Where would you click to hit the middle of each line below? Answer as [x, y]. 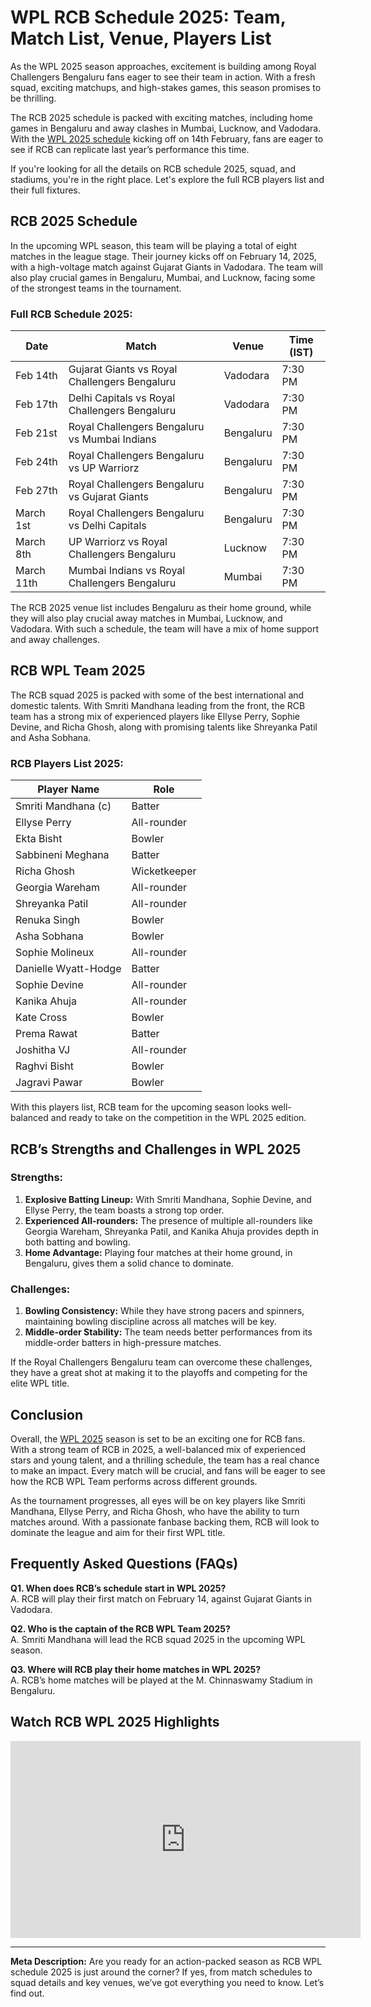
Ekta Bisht [39, 839]
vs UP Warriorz [104, 468]
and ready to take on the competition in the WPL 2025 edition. [178, 1118]
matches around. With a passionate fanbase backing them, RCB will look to [165, 1522]
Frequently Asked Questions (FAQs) [124, 1564]
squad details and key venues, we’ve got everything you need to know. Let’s [167, 1982]
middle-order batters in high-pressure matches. [123, 1343]
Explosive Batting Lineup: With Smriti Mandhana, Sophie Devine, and [168, 1199]
